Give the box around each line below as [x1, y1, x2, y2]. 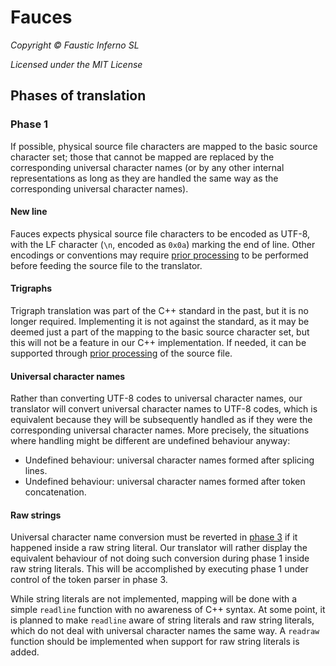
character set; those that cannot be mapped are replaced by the [10, 151, 275, 163]
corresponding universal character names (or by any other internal [10, 161, 285, 173]
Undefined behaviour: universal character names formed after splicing [24, 454, 315, 466]
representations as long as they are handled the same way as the [10, 172, 279, 184]
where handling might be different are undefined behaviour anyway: [10, 435, 291, 447]
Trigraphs [10, 282, 52, 295]
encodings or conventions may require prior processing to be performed [10, 249, 309, 261]
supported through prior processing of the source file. [10, 347, 233, 360]
